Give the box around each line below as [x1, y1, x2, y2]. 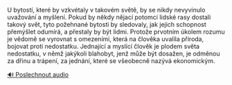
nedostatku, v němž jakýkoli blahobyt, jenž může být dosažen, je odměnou [7, 49, 220, 58]
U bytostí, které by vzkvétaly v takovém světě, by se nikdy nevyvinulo [7, 6, 206, 14]
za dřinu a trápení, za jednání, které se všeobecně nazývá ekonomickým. [7, 57, 215, 64]
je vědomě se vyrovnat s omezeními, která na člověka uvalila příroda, [7, 35, 204, 43]
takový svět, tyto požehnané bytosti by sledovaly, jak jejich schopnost [7, 21, 206, 28]
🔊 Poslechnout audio [7, 71, 69, 78]
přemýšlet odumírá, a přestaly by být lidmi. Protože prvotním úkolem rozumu [7, 27, 225, 36]
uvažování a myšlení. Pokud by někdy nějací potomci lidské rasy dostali [7, 13, 211, 21]
